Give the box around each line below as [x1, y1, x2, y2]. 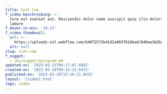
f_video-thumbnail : [5, 30, 46, 35]
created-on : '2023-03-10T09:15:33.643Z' [5, 68, 90, 73]
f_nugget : [5, 53, 26, 59]
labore [9, 21, 23, 26]
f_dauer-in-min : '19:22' [5, 26, 57, 31]
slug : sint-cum [5, 49, 37, 54]
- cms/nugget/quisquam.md [9, 58, 64, 63]
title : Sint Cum [5, 7, 39, 12]
